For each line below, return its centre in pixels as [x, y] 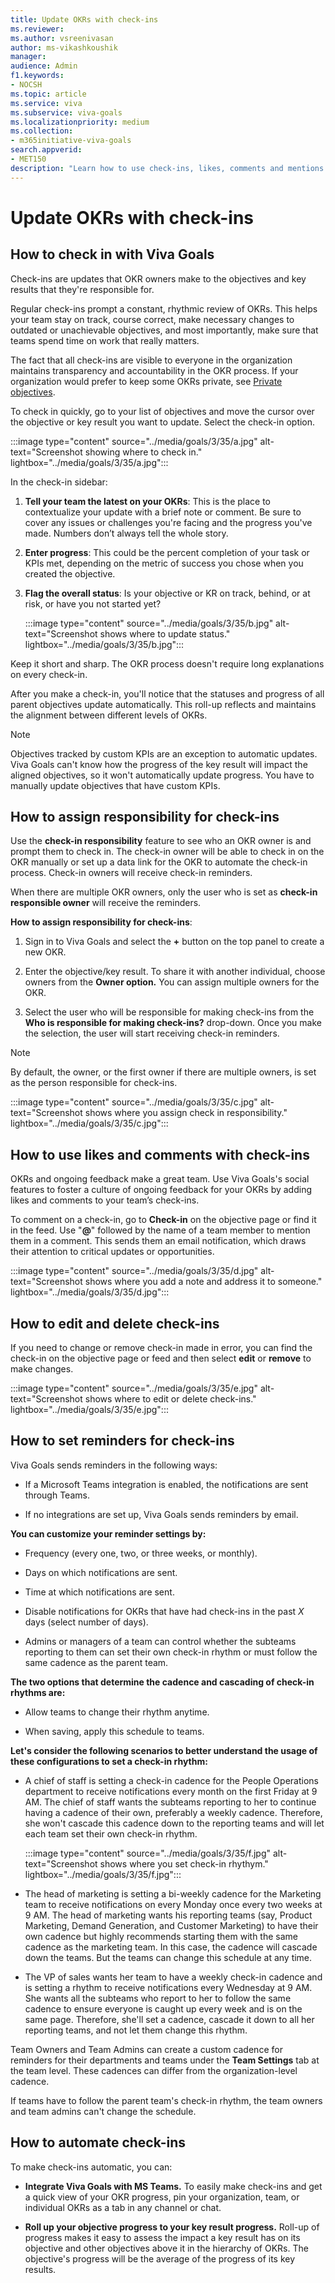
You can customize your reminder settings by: [108, 1533]
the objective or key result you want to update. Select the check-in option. [163, 422]
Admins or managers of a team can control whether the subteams [160, 1641]
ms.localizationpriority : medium [80, 122]
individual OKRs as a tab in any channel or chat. [123, 2207]
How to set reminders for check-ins [122, 1441]
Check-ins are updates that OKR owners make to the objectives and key [158, 278]
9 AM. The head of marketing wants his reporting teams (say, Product [168, 1915]
